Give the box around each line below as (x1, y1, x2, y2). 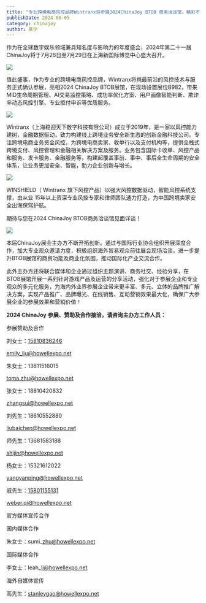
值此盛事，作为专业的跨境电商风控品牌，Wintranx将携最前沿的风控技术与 (6, 76, 191, 83)
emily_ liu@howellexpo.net (6, 350, 72, 357)
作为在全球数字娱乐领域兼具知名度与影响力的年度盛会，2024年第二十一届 (6, 44, 192, 51)
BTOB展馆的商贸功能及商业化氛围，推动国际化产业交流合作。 (11, 255, 166, 262)
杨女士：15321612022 (6, 462, 61, 469)
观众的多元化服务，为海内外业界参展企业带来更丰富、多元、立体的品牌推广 (6, 283, 194, 290)
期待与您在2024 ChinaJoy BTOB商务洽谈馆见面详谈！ (6, 215, 142, 222)
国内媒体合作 (6, 525, 39, 532)
